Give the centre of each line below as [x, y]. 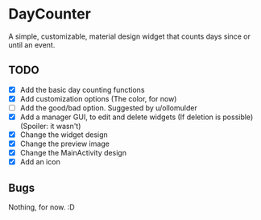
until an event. [32, 44]
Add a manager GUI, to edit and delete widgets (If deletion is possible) [137, 117]
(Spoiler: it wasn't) [50, 126]
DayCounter [50, 14]
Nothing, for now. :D [41, 207]
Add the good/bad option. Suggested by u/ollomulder [108, 108]
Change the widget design [64, 135]
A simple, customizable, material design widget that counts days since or [130, 36]
